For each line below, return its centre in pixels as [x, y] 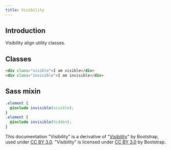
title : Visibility [25, 10]
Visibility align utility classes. [35, 43]
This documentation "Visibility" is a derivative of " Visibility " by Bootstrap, [82, 137]
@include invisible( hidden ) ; [41, 122]
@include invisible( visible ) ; [42, 108]
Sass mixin [23, 92]
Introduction [26, 31]
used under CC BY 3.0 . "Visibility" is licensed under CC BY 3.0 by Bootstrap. [86, 142]
